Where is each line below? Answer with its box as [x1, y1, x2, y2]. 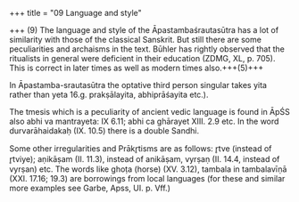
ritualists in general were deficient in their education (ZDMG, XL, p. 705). [9, 53, 276, 63]
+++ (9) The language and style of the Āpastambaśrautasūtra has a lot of [9, 25, 279, 35]
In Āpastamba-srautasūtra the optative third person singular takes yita [9, 80, 268, 90]
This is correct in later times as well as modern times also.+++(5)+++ [9, 62, 264, 73]
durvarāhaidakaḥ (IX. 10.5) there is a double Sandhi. [9, 125, 199, 136]
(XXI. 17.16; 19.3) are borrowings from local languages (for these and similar [9, 174, 286, 183]
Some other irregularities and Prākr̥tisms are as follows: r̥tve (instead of [9, 143, 272, 154]
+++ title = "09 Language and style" [9, 8, 143, 18]
